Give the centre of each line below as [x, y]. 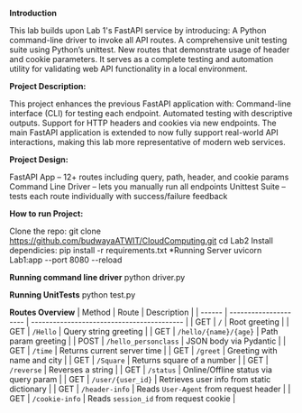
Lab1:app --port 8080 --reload [66, 260]
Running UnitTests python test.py [73, 295]
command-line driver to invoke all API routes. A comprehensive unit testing [148, 40]
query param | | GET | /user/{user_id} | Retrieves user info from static [140, 379]
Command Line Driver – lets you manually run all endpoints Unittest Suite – [148, 187]
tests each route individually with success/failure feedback [119, 196]
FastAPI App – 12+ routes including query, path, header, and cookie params [149, 177]
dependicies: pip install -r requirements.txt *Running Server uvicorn [136, 250]
